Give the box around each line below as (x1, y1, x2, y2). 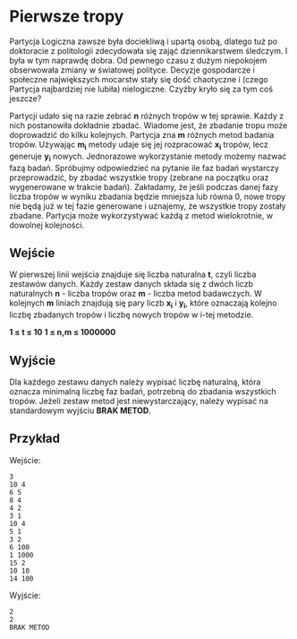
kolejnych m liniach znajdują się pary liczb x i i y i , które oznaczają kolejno (9, 298, 277, 311)
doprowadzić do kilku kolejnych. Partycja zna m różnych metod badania (9, 129, 275, 140)
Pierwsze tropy (9, 6, 124, 27)
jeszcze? (9, 92, 42, 104)
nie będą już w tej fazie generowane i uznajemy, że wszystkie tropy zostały (9, 200, 286, 212)
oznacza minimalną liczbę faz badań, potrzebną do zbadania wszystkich (9, 385, 277, 396)
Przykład (9, 431, 61, 446)
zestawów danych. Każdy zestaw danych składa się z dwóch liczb (9, 279, 253, 289)
